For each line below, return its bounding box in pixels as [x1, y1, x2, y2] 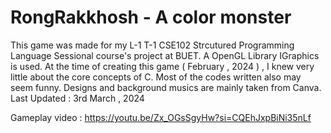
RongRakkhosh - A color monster [10, 6, 292, 29]
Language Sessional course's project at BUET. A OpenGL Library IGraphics [10, 49, 320, 61]
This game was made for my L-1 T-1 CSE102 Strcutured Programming [10, 39, 295, 51]
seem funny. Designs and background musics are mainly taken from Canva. [10, 81, 322, 93]
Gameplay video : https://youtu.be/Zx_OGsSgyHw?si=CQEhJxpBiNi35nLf [10, 111, 312, 123]
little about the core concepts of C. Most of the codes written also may [10, 71, 302, 83]
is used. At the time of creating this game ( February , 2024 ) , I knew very [10, 60, 315, 72]
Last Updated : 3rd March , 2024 [10, 92, 145, 104]
